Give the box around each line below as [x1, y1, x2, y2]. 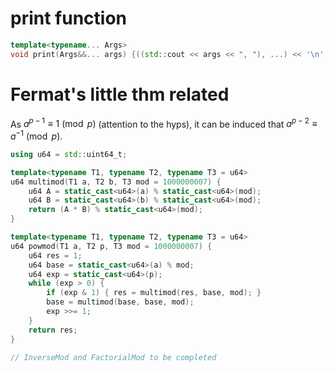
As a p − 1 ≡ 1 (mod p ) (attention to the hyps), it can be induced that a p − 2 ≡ [10, 116, 318, 130]
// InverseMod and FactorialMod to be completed [10, 352, 217, 362]
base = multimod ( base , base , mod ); [46, 297, 195, 307]
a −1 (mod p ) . [10, 128, 63, 142]
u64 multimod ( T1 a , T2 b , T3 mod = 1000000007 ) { [10, 177, 222, 187]
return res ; [28, 325, 78, 335]
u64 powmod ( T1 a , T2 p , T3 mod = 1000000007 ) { [10, 241, 213, 251]
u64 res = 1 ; [28, 250, 83, 261]
